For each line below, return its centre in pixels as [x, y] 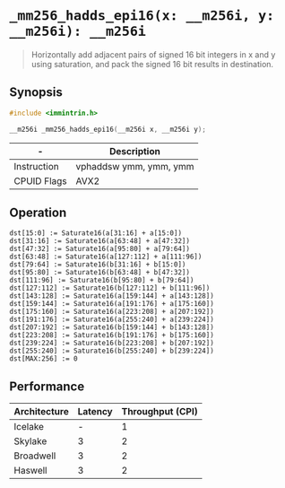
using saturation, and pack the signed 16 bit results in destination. [152, 64]
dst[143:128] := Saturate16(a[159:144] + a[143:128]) [112, 296]
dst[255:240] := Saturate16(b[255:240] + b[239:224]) [112, 351]
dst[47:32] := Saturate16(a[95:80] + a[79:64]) [100, 249]
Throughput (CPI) [160, 412]
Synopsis [36, 92]
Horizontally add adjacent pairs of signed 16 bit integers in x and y [153, 54]
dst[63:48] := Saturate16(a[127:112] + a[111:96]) [106, 257]
